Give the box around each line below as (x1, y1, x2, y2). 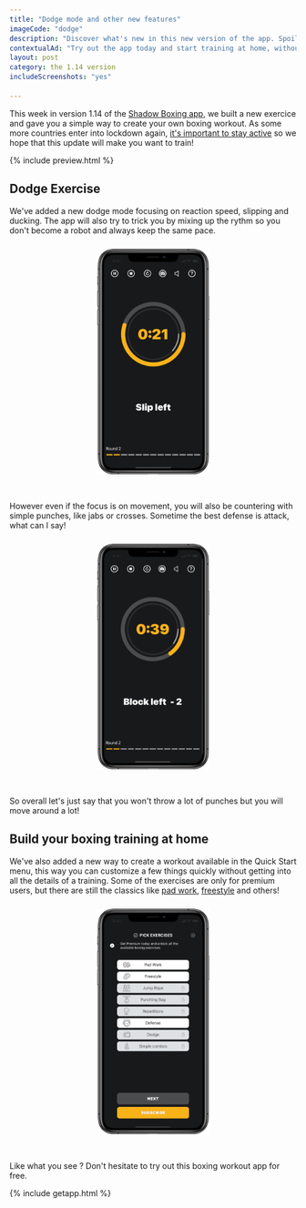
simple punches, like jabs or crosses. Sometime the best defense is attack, (9, 510, 290, 521)
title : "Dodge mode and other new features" (9, 15, 181, 24)
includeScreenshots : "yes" (9, 73, 112, 82)
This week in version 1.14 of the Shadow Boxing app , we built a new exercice (9, 107, 297, 118)
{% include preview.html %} (9, 155, 114, 166)
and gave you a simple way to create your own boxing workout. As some (9, 118, 282, 128)
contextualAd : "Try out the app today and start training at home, (9, 44, 271, 53)
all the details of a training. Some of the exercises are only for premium (9, 875, 275, 886)
